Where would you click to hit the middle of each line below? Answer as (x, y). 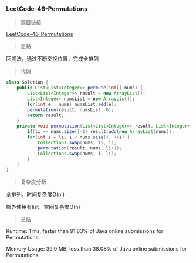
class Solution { (27, 82)
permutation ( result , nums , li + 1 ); (80, 148)
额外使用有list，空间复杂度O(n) (43, 207)
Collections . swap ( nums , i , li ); (77, 154)
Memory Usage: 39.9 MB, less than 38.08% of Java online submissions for (97, 249)
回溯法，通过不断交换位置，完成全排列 (52, 59)
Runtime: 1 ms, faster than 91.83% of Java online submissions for (85, 231)
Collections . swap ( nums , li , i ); (77, 142)
